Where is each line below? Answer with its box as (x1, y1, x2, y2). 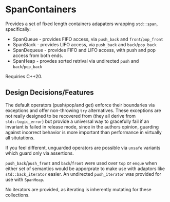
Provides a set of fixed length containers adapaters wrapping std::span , (5, 21, 158, 27)
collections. (5, 192, 30, 198)
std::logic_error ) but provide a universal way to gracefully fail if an (5, 118, 149, 124)
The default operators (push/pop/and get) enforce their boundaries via (5, 102, 155, 108)
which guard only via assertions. (5, 150, 74, 156)
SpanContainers (5, 4, 77, 15)
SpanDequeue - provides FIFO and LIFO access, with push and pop (12, 47, 156, 53)
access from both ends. (12, 52, 63, 59)
